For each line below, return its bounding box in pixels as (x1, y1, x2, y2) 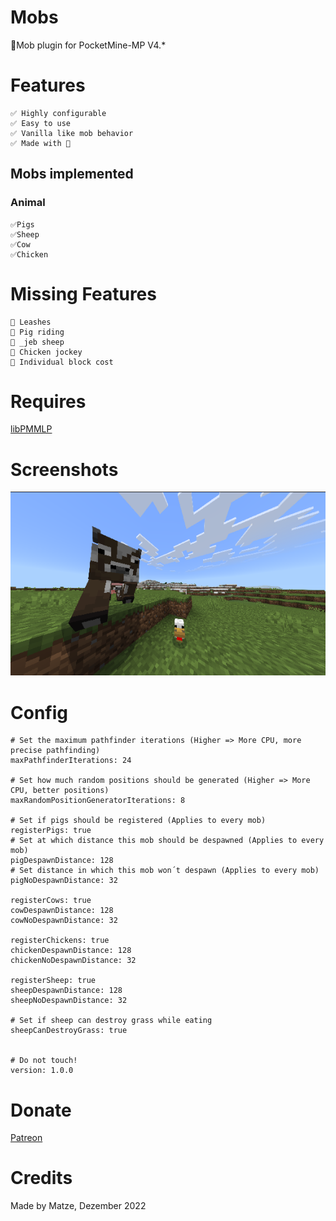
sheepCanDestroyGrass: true (10, 1026, 128, 1036)
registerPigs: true (10, 826, 92, 836)
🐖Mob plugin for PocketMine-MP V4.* (10, 39, 167, 51)
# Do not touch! (10, 1056, 78, 1066)
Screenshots (10, 458, 119, 481)
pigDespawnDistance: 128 (10, 856, 114, 866)
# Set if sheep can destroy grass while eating (10, 1016, 213, 1026)
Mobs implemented (10, 166, 134, 183)
